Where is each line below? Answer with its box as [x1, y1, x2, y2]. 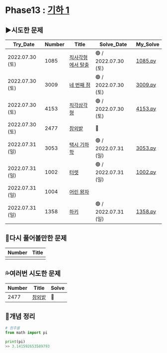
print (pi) [5, 339, 26, 345]
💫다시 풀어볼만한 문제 [5, 234, 67, 243]
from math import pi [5, 330, 48, 336]
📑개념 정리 [5, 312, 36, 321]
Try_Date [13, 41, 35, 48]
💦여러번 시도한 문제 [5, 269, 61, 278]
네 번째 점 [69, 82, 90, 88]
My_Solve [136, 41, 160, 48]
